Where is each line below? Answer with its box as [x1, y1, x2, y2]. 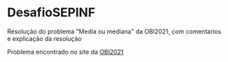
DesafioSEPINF [7, 5, 96, 20]
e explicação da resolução [7, 34, 82, 42]
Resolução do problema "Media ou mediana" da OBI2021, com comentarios [7, 27, 222, 35]
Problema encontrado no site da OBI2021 [7, 48, 124, 56]
